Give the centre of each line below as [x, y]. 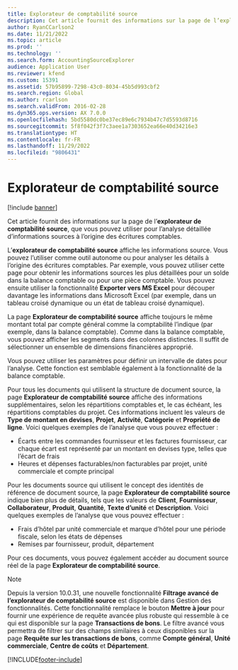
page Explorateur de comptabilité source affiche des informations [105, 397]
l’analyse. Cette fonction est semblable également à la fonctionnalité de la [115, 368]
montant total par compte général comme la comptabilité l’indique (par [110, 324]
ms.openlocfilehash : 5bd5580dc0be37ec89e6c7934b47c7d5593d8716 [103, 119]
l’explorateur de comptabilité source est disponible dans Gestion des [109, 600]
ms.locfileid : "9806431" [44, 153]
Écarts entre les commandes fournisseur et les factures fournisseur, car [122, 441]
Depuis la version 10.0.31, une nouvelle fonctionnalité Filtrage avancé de [113, 593]
